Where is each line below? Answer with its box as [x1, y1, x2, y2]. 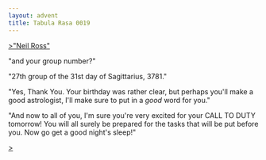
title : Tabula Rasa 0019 [8, 19, 91, 27]
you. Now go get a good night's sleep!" [8, 128, 137, 137]
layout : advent [8, 11, 59, 20]
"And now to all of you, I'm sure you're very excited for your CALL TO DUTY [8, 110, 256, 120]
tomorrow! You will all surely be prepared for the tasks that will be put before [8, 119, 259, 128]
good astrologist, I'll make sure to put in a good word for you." [8, 95, 210, 105]
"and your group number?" [8, 56, 96, 66]
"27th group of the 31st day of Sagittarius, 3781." [8, 71, 168, 81]
